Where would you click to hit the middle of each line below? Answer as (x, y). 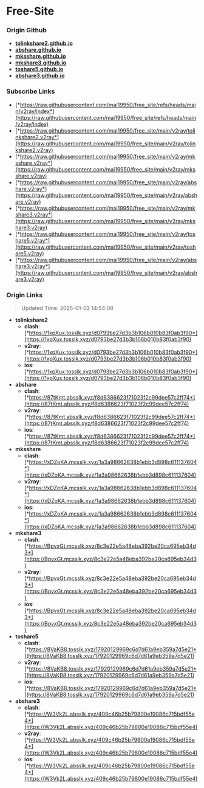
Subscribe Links (31, 91)
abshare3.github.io (40, 76)
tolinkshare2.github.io (44, 43)
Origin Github (27, 30)
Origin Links (25, 295)
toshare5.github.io (39, 69)
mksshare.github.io (40, 57)
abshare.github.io (38, 50)
